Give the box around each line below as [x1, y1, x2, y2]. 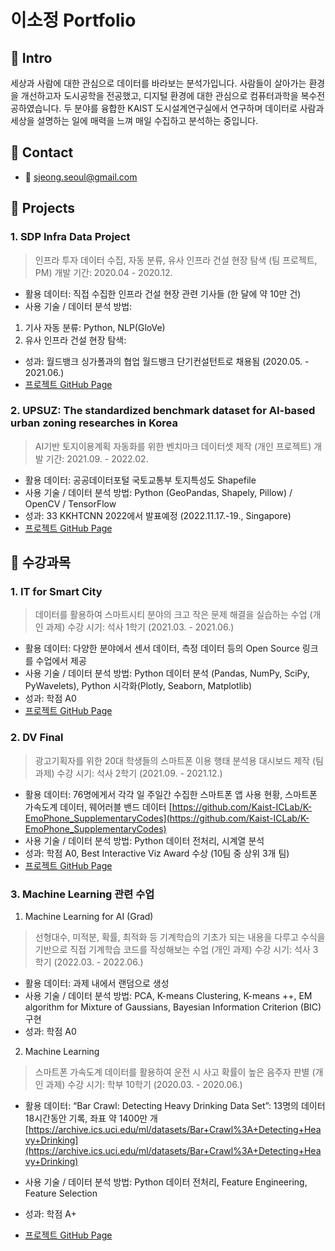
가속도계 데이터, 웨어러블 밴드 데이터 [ [24, 801, 173, 813]
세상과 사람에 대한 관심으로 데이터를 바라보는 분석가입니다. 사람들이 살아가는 [10, 77, 307, 89]
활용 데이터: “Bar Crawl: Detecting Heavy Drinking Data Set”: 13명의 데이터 [24, 1100, 326, 1112]
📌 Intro [10, 49, 53, 66]
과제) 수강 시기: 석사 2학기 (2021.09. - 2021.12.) [34, 767, 223, 779]
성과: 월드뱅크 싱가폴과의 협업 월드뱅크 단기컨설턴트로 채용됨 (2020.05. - [24, 355, 310, 367]
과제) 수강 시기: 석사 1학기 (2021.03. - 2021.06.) [45, 621, 235, 633]
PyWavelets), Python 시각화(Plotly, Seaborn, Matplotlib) [24, 680, 253, 692]
